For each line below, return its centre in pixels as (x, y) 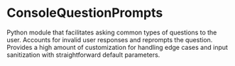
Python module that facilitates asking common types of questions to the (112, 32)
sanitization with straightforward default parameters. (83, 55)
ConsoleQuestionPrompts (85, 13)
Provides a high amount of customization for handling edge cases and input (117, 47)
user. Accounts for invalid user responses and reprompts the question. (110, 39)
